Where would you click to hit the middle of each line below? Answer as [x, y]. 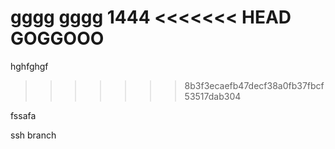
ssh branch [33, 135]
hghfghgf [29, 66]
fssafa [23, 115]
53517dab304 [213, 96]
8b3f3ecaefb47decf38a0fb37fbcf [254, 85]
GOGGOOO [57, 38]
